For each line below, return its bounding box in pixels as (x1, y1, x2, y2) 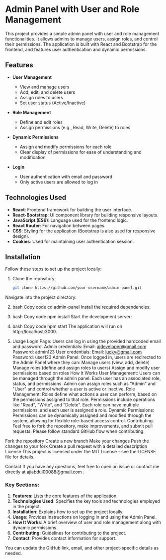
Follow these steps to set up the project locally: (5, 266, 102, 272)
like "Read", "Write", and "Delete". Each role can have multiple (12, 402, 139, 408)
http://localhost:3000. (12, 329, 57, 335)
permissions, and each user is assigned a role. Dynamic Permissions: (12, 407, 155, 413)
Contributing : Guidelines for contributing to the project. (12, 530, 127, 536)
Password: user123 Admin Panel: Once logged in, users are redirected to (12, 354, 162, 360)
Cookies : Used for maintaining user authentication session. (12, 238, 134, 244)
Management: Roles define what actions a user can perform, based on (12, 391, 157, 397)
